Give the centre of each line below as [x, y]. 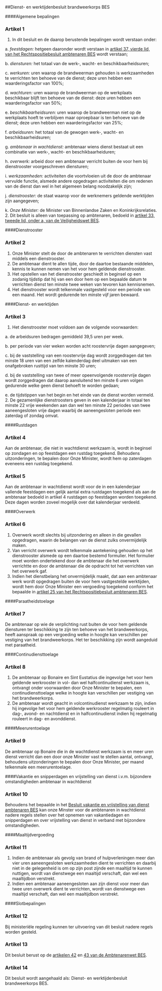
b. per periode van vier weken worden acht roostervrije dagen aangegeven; [80, 346]
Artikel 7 [15, 613]
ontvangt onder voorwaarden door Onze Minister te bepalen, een [77, 688]
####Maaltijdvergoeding [30, 835]
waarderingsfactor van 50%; [33, 103]
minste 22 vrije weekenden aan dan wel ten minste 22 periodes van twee [78, 405]
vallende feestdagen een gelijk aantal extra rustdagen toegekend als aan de [81, 492]
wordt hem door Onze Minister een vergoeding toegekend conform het [83, 586]
